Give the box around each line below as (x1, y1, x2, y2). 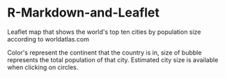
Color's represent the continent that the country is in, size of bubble (7, 48, 202, 57)
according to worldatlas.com (7, 35, 89, 43)
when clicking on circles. (7, 63, 79, 71)
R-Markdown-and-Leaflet (7, 5, 160, 21)
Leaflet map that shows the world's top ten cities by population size (7, 28, 201, 36)
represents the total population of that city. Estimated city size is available (7, 55, 219, 64)
